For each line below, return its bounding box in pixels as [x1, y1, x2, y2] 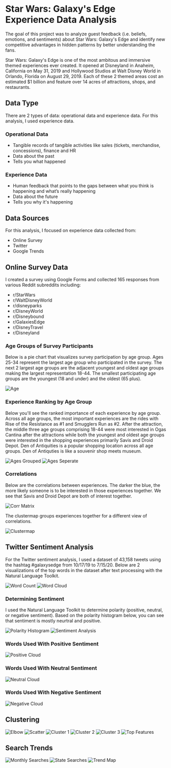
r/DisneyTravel [12, 324, 43, 330]
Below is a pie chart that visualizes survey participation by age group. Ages [5, 354, 164, 360]
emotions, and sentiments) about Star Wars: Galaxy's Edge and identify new [5, 36, 165, 42]
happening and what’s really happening [12, 188, 96, 194]
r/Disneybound [12, 313, 44, 319]
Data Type [5, 99, 39, 108]
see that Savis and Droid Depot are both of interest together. [5, 493, 132, 499]
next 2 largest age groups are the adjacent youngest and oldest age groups [5, 365, 164, 371]
